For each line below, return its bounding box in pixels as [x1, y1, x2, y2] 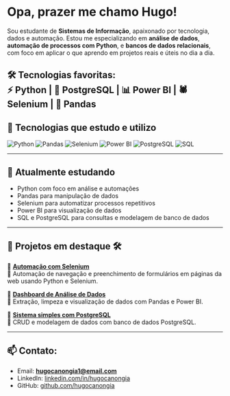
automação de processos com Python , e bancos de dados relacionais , [7, 41, 211, 49]
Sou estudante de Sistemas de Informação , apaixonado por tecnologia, [7, 27, 210, 35]
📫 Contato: [7, 345, 57, 357]
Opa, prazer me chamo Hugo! [7, 4, 178, 20]
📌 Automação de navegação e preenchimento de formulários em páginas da [7, 269, 222, 277]
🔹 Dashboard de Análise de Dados [7, 290, 106, 298]
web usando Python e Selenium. [7, 277, 99, 285]
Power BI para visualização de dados [16, 206, 122, 214]
